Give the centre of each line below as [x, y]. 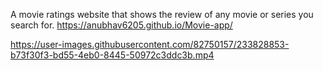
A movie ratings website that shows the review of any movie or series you [162, 14]
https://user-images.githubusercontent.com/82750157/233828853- [150, 44]
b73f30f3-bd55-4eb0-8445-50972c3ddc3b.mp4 [112, 55]
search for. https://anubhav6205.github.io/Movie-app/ [121, 25]
